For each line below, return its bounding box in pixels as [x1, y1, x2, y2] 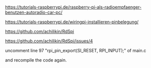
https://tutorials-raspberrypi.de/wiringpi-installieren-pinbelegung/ [5, 19, 139, 25]
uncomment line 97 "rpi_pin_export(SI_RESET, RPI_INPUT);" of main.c [5, 48, 147, 53]
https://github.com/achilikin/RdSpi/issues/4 [5, 38, 93, 44]
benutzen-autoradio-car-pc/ [5, 9, 62, 15]
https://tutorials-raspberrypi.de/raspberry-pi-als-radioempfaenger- [5, 4, 142, 10]
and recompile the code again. [5, 57, 67, 63]
